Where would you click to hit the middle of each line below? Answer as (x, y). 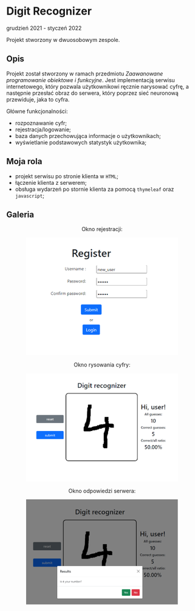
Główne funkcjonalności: (37, 111)
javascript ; (29, 195)
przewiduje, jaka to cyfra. (38, 99)
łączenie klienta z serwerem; (51, 182)
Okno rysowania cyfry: (102, 364)
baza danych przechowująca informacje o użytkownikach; (88, 136)
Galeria (20, 214)
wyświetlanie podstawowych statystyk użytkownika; (81, 142)
